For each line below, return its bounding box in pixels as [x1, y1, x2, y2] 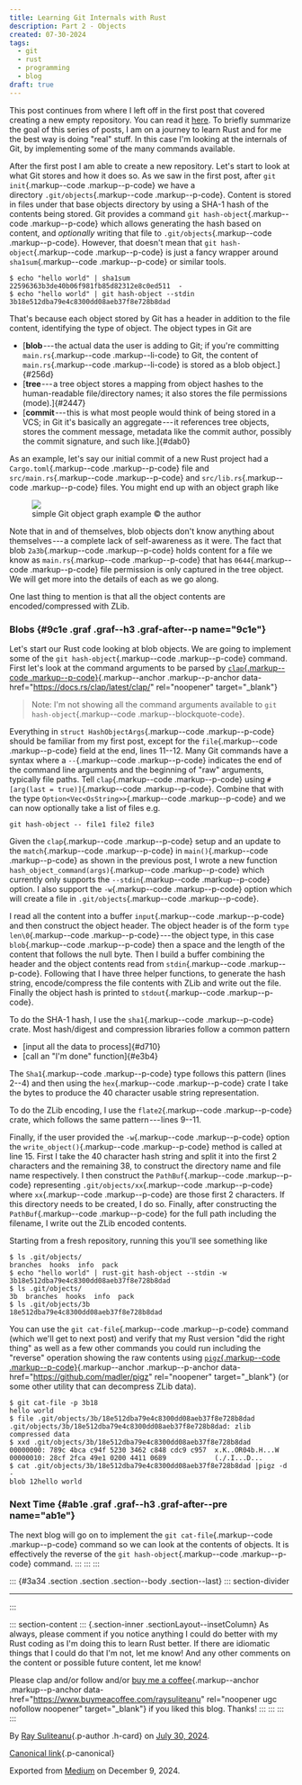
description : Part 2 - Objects [9, 22, 127, 31]
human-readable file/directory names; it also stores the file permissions [22, 388, 288, 399]
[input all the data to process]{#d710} [22, 1041, 162, 1051]
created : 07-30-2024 [9, 30, 87, 39]
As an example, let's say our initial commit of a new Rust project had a [9, 453, 269, 464]
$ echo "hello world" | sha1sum [9, 274, 130, 283]
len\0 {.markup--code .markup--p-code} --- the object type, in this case [9, 929, 274, 941]
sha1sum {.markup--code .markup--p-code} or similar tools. [9, 256, 226, 266]
